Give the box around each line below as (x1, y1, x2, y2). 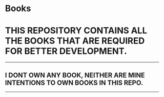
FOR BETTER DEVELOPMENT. (5, 46, 127, 57)
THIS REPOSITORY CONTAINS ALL (5, 25, 147, 36)
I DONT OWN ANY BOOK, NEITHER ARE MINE (5, 71, 145, 79)
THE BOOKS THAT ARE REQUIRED (5, 35, 145, 47)
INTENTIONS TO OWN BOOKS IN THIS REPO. (5, 79, 143, 87)
